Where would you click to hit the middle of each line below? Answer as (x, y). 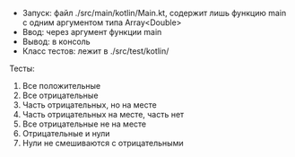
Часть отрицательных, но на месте (89, 105)
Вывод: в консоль (56, 41)
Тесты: (22, 68)
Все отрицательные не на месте (84, 124)
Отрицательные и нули (66, 133)
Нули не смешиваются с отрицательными (103, 143)
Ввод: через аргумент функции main (92, 32)
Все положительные (61, 86)
